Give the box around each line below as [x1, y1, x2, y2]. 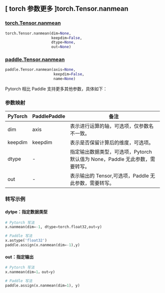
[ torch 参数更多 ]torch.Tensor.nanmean [5, 4, 129, 13]
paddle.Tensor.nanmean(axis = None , [5, 67, 76, 72]
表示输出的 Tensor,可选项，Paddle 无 [70, 172, 156, 179]
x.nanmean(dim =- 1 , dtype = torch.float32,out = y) [5, 225, 102, 230]
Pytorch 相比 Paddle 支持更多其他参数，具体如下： [5, 86, 108, 92]
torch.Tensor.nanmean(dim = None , [5, 31, 71, 36]
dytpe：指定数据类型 [5, 209, 48, 214]
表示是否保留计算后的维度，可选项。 [70, 139, 154, 146]
